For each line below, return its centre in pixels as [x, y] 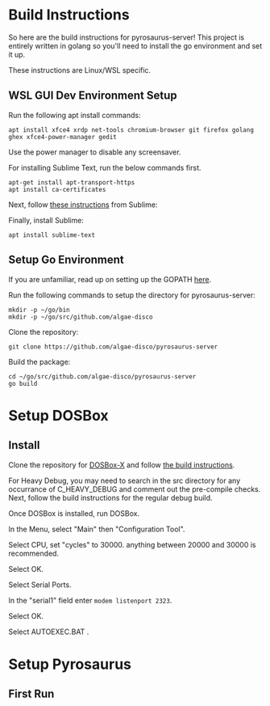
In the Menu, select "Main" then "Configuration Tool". [97, 529]
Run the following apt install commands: [75, 115]
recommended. [33, 553]
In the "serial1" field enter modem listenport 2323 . [90, 600]
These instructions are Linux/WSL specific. [80, 70]
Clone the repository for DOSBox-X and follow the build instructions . [122, 465]
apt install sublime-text [52, 235]
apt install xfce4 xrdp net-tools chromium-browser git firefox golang [131, 130]
